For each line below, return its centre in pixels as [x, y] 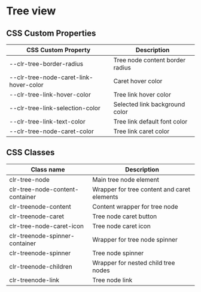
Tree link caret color [141, 131]
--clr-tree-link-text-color [47, 121]
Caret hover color [138, 81]
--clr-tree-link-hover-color [50, 94]
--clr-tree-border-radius [46, 64]
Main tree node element [126, 179]
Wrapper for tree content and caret [141, 189]
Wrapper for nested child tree [134, 263]
